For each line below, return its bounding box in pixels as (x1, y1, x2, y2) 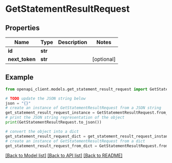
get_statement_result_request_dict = (5, 134, 86, 139)
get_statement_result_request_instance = (5, 110, 95, 115)
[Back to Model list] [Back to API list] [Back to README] (5, 152, 123, 159)
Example (5, 73, 34, 82)
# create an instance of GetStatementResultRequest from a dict (5, 138, 145, 144)
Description (58, 39, 88, 46)
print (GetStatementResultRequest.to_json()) (5, 120, 102, 125)
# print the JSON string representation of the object (5, 115, 125, 120)
